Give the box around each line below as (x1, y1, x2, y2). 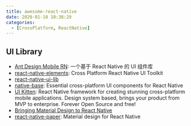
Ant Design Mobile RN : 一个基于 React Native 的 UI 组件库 (14, 63, 153, 70)
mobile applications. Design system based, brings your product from (14, 94, 180, 101)
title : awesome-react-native (6, 8, 77, 15)
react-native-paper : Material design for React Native (14, 113, 141, 120)
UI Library (6, 46, 43, 56)
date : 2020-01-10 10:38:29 (6, 14, 72, 20)
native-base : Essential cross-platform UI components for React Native (14, 82, 183, 89)
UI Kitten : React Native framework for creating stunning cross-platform (14, 88, 186, 96)
